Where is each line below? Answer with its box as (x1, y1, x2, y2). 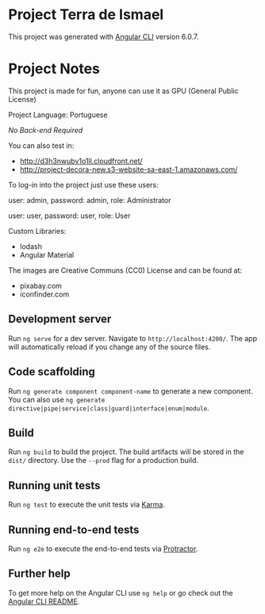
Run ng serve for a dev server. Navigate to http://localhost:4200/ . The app (8, 333, 258, 343)
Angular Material (19, 250, 75, 259)
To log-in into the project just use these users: (8, 180, 159, 189)
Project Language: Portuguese (8, 110, 109, 119)
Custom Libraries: (8, 226, 67, 235)
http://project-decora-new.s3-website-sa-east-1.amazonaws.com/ (19, 165, 238, 174)
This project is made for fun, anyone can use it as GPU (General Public (8, 86, 239, 95)
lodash (19, 241, 42, 251)
